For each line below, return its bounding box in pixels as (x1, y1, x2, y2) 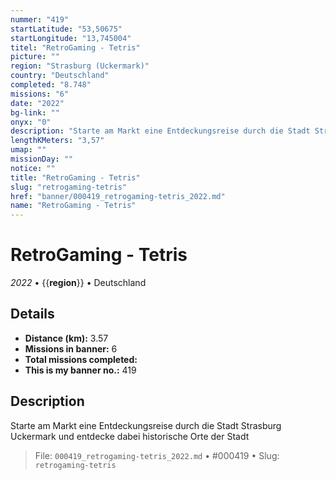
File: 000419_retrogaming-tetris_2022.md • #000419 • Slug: (34, 449, 280, 461)
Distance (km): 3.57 (24, 332, 109, 344)
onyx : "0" (10, 117, 52, 127)
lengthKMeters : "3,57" (10, 136, 105, 146)
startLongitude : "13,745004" (10, 33, 132, 43)
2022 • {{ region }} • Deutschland (10, 277, 147, 289)
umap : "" (10, 145, 47, 155)
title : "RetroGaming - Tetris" (10, 172, 141, 183)
